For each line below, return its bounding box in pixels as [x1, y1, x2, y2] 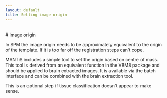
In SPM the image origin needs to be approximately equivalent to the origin [5, 41, 162, 47]
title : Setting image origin [5, 12, 67, 17]
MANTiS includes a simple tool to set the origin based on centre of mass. [5, 56, 159, 62]
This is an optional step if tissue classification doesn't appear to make [5, 82, 152, 89]
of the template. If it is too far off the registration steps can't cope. [5, 47, 144, 53]
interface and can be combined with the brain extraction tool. [5, 73, 134, 79]
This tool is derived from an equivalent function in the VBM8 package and [5, 62, 160, 68]
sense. [5, 88, 19, 94]
